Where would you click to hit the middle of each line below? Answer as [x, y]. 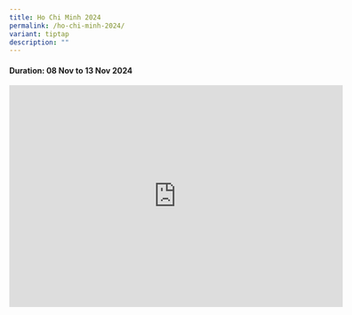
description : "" [39, 42]
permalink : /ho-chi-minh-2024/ [67, 26]
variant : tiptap [39, 34]
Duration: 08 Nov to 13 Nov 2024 [71, 70]
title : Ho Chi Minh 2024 [55, 17]
